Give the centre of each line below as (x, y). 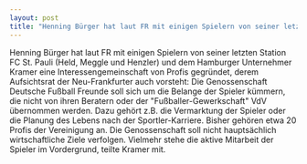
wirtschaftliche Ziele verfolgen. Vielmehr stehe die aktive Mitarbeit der (142, 139)
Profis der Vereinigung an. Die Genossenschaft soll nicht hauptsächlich (143, 129)
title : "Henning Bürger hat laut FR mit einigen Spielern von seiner (145, 26)
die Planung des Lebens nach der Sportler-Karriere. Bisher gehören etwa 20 (153, 120)
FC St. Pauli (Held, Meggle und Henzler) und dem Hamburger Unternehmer (151, 62)
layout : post (34, 18)
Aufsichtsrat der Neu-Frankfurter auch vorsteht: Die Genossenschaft (138, 81)
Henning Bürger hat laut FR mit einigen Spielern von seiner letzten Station (148, 52)
